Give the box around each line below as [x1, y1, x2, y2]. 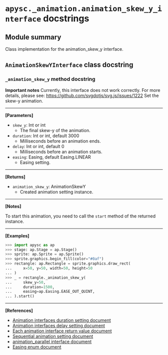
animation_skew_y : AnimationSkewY [12, 183, 86, 189]
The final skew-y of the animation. [19, 127, 91, 133]
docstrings [43, 13, 89, 24]
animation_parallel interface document [12, 338, 92, 345]
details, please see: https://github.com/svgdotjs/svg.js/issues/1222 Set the [5, 92, 159, 98]
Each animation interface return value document [12, 328, 112, 334]
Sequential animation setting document [12, 333, 93, 339]
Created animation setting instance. [19, 189, 93, 195]
